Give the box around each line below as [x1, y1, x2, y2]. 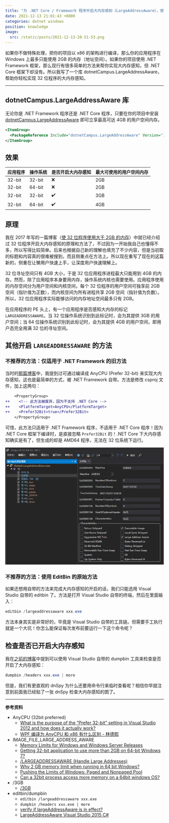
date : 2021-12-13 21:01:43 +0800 [5, 13, 75, 19]
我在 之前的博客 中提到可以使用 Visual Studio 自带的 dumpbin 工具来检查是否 [5, 655, 161, 662]
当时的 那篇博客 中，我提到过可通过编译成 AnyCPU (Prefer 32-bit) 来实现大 [5, 370, 157, 376]
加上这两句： [14, 382, 41, 389]
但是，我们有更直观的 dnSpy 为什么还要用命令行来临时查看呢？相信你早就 [5, 682, 157, 688]
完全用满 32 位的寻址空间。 [14, 325, 71, 332]
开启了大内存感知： [5, 662, 45, 668]
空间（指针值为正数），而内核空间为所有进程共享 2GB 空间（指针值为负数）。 [5, 289, 162, 295]
